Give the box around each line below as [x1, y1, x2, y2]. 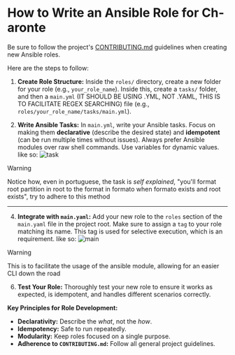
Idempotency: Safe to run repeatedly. [17, 324, 127, 333]
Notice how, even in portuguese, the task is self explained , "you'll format [7, 177, 217, 186]
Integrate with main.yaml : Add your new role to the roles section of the [17, 212, 222, 221]
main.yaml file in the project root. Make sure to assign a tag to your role [17, 219, 222, 228]
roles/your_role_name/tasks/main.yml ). [17, 107, 131, 115]
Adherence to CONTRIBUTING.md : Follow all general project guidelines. [17, 339, 215, 347]
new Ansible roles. [7, 50, 61, 59]
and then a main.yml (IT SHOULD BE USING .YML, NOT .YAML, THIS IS [17, 92, 221, 101]
